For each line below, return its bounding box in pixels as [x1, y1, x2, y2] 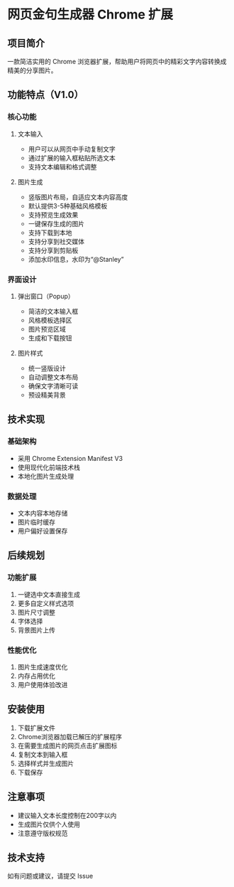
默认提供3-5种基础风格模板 [28, 201, 108, 210]
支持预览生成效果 [28, 211, 79, 219]
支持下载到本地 [28, 228, 72, 237]
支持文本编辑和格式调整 [28, 162, 97, 171]
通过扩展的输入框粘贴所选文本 [28, 154, 116, 162]
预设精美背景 [28, 391, 66, 399]
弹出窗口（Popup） [17, 292, 74, 300]
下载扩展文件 [17, 723, 55, 732]
